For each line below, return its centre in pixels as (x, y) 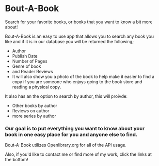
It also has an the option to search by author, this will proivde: (66, 96)
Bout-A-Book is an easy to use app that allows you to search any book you (79, 36)
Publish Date (25, 56)
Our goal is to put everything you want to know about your (75, 128)
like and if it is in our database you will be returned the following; (70, 41)
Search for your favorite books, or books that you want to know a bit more (79, 22)
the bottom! (16, 160)
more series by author (34, 116)
